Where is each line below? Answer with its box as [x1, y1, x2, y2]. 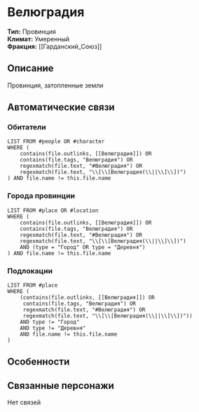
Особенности [7, 356, 70, 368]
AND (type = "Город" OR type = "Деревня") [20, 243, 146, 250]
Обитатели [7, 122, 47, 132]
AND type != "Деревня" [20, 325, 86, 332]
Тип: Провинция [7, 27, 56, 36]
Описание [7, 62, 54, 74]
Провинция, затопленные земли [7, 81, 104, 90]
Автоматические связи [7, 101, 115, 113]
